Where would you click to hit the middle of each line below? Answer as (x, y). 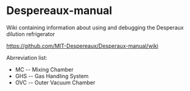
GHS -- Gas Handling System (52, 76)
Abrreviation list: (27, 57)
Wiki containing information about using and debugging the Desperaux (95, 27)
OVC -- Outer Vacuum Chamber (55, 82)
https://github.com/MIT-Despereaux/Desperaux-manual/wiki (82, 46)
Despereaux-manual (59, 11)
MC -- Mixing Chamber (44, 69)
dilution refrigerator (31, 34)
